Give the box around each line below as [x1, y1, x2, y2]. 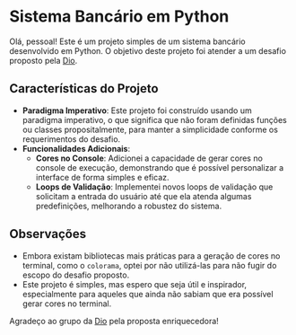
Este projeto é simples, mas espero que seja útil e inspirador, [22, 278, 248, 289]
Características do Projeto [9, 81, 159, 96]
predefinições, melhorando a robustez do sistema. [35, 200, 222, 211]
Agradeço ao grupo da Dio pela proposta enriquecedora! [9, 315, 220, 326]
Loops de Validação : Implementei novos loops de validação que [35, 181, 274, 192]
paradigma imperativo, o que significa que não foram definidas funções [22, 114, 287, 125]
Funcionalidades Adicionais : [22, 143, 131, 154]
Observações [9, 226, 87, 242]
